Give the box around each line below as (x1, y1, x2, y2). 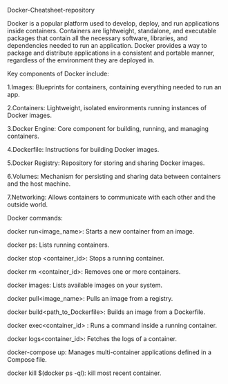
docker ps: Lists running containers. (7, 241, 110, 249)
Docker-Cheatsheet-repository (7, 6, 95, 14)
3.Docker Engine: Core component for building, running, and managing (7, 125, 209, 132)
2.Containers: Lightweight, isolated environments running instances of (7, 104, 207, 112)
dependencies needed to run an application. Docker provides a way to (7, 42, 207, 49)
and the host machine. (7, 180, 71, 188)
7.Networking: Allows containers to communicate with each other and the (7, 193, 216, 201)
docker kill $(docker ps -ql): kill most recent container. (7, 369, 162, 377)
